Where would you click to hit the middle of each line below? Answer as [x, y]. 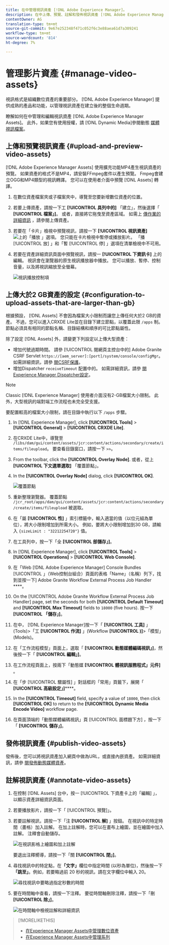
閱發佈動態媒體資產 [44, 763]
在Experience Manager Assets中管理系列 [68, 937]
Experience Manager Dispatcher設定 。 [53, 375]
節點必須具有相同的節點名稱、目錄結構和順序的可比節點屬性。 [69, 328]
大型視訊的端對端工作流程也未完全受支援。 [58, 401]
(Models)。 [25, 637]
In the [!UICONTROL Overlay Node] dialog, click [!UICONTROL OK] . [83, 476]
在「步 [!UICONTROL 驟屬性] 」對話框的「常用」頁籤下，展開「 [78, 682]
